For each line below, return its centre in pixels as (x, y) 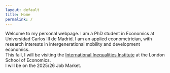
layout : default (22, 10)
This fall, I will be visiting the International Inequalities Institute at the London (85, 55)
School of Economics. (28, 60)
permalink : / (19, 19)
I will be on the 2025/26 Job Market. (43, 65)
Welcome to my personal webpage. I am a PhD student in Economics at (80, 34)
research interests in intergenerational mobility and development (73, 44)
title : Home (18, 15)
